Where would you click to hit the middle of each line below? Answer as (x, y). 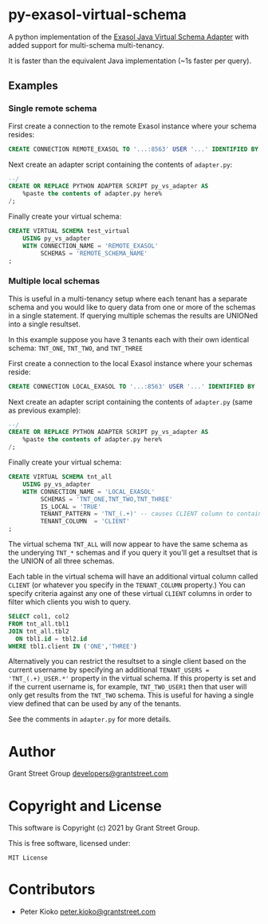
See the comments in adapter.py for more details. (90, 719)
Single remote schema (53, 109)
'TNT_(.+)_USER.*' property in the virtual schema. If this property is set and (132, 678)
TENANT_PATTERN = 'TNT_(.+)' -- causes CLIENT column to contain (151, 514)
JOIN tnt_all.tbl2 (39, 631)
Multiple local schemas (54, 281)
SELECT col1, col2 (39, 617)
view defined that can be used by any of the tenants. (95, 704)
